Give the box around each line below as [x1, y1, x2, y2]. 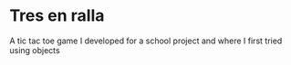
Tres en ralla [9, 5, 105, 26]
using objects [9, 44, 61, 55]
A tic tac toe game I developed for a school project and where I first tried [9, 35, 283, 46]
